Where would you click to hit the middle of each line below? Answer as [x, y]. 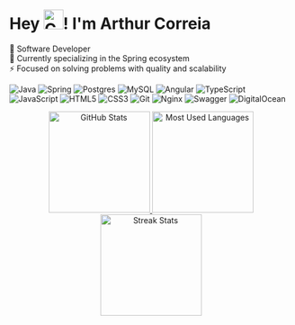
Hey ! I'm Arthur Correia [110, 24]
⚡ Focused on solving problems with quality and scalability [118, 68]
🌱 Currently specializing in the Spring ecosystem [100, 58]
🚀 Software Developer [50, 49]
